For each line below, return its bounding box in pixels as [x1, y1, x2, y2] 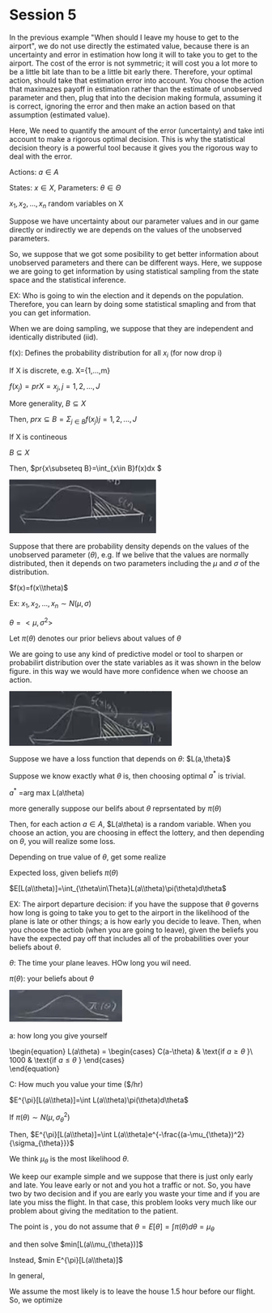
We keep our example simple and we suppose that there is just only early [9, 1172, 253, 1182]
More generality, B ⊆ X [9, 399, 87, 408]
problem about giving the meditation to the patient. [9, 1206, 179, 1216]
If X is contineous [9, 432, 68, 442]
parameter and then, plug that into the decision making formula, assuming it [9, 92, 262, 102]
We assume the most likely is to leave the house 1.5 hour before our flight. [9, 1286, 256, 1296]
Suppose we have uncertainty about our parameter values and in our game [9, 216, 260, 226]
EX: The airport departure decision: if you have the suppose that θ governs [9, 899, 259, 909]
